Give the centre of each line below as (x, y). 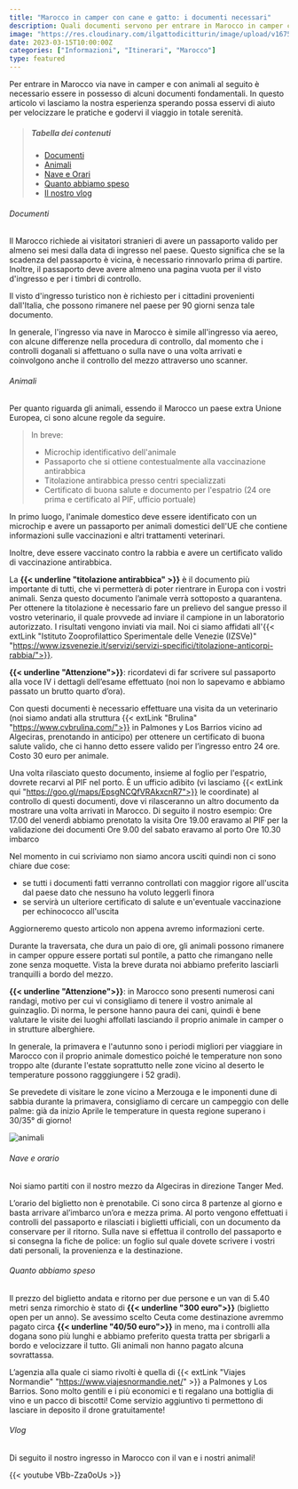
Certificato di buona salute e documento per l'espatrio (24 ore (157, 490)
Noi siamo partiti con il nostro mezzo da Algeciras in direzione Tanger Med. (146, 1186)
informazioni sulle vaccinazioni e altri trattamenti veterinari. (117, 535)
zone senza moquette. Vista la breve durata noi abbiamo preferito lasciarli (144, 965)
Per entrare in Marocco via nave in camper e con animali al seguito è (134, 84)
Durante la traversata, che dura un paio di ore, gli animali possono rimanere (147, 946)
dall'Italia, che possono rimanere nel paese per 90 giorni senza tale (132, 306)
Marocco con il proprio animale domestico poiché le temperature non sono (145, 1056)
